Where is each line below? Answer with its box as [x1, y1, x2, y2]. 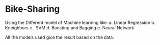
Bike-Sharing [5, 3, 60, 15]
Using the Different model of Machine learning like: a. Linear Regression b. [5, 20, 156, 25]
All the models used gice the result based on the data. [5, 34, 114, 40]
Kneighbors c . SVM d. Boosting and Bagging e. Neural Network [5, 24, 134, 30]
